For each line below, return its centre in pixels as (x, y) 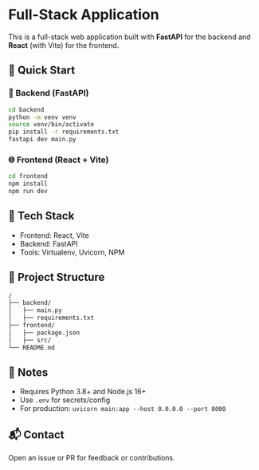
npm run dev (28, 192)
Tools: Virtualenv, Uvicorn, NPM (72, 252)
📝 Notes (28, 372)
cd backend (26, 109)
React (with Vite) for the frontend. (64, 45)
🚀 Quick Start (42, 71)
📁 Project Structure (57, 277)
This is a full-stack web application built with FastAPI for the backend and (129, 37)
